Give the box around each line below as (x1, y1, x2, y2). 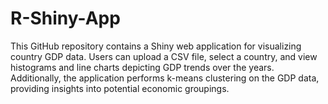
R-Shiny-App (10, 7, 121, 30)
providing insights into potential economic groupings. (10, 82, 230, 94)
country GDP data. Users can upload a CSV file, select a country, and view (10, 50, 318, 62)
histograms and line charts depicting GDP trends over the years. (10, 61, 275, 73)
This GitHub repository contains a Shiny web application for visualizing (10, 40, 302, 52)
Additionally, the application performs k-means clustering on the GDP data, (10, 72, 320, 84)
